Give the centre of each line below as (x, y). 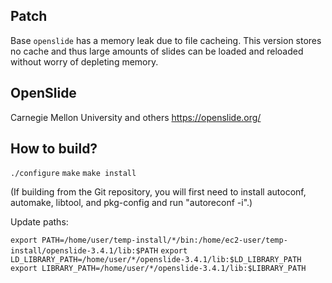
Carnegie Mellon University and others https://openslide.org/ (136, 117)
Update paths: (39, 222)
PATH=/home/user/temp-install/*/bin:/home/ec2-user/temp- (164, 240)
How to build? (54, 149)
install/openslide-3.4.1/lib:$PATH (84, 251)
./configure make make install (73, 174)
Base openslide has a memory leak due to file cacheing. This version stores (166, 40)
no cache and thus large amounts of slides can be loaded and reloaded (157, 51)
